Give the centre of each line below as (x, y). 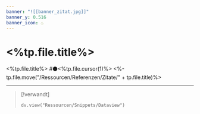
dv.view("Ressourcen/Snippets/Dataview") (73, 105)
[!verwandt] (35, 94)
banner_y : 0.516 (26, 17)
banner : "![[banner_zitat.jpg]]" (48, 12)
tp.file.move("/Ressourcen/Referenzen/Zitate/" (63, 77)
